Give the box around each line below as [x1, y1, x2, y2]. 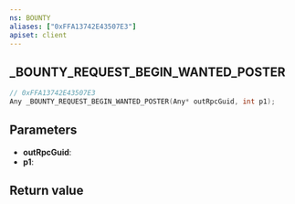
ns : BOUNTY [9, 13, 51, 23]
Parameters [9, 123, 78, 138]
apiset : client [9, 30, 68, 39]
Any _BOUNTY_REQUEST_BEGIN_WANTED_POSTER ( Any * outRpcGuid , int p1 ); [9, 97, 276, 106]
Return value [9, 183, 84, 199]
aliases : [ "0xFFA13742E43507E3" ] [9, 22, 137, 31]
